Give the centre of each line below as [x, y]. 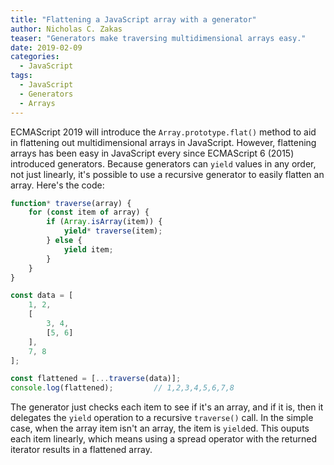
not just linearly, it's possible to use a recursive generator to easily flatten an [167, 174]
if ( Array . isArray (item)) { [104, 222]
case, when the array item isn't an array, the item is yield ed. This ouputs [160, 428]
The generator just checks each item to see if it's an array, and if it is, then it [167, 407]
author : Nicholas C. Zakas [66, 29]
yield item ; [88, 249]
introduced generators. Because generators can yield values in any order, [163, 163]
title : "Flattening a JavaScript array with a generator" [133, 19]
